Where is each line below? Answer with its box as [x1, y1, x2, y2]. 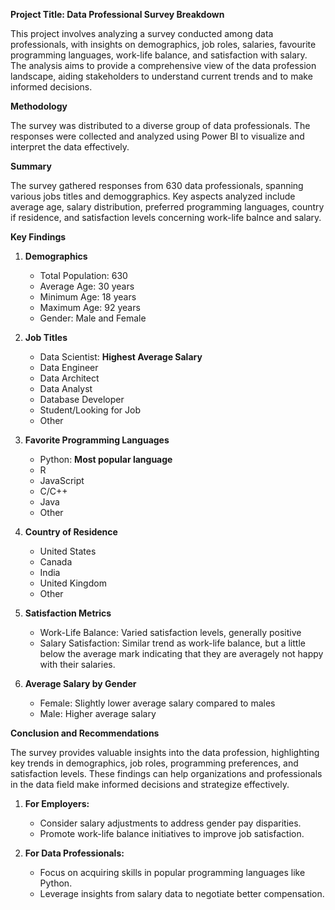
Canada [39, 556, 73, 568]
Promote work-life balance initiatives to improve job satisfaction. [39, 828, 305, 839]
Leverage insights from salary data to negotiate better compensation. [39, 888, 325, 899]
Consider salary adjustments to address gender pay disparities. [39, 817, 302, 829]
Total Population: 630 [39, 270, 128, 281]
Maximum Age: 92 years [39, 302, 141, 313]
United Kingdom [39, 577, 107, 589]
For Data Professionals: [24, 847, 125, 859]
